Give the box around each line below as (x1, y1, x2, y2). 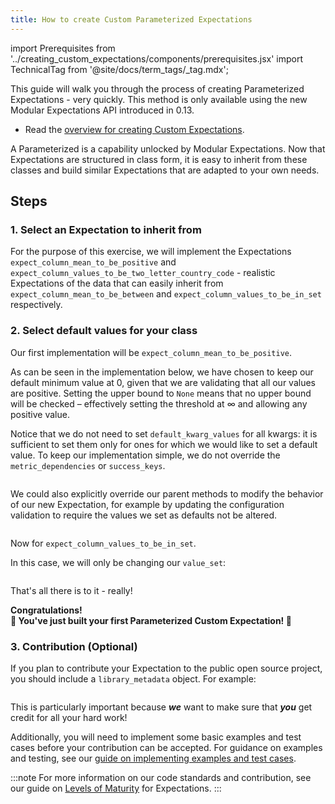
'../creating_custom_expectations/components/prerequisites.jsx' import (10, 52, 304, 65)
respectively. (10, 299, 63, 311)
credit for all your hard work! (10, 711, 128, 723)
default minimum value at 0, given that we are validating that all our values (10, 376, 316, 388)
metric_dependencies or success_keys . (10, 459, 166, 471)
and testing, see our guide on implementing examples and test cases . (10, 752, 297, 764)
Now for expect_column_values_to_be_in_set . (10, 537, 197, 549)
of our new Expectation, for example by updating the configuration (10, 498, 285, 510)
